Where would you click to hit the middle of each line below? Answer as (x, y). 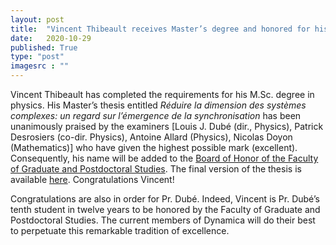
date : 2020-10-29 (51, 38)
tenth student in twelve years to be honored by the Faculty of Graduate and (165, 209)
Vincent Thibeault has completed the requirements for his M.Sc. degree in (162, 94)
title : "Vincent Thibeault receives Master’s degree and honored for (160, 29)
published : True (44, 47)
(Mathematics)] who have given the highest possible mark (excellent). (154, 147)
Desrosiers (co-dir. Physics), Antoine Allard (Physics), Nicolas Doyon (151, 137)
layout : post (37, 19)
